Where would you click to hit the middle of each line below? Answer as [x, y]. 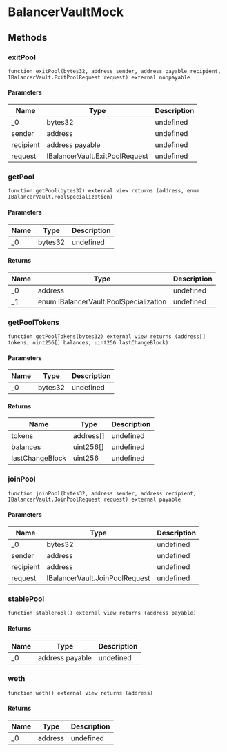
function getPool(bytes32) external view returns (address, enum [103, 191]
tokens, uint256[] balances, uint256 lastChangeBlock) [88, 343]
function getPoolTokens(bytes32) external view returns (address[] [107, 337]
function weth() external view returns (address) [81, 693]
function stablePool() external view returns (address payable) [102, 613]
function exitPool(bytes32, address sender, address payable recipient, [115, 71]
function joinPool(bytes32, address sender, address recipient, [102, 493]
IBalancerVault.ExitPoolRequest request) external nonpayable [99, 77]
